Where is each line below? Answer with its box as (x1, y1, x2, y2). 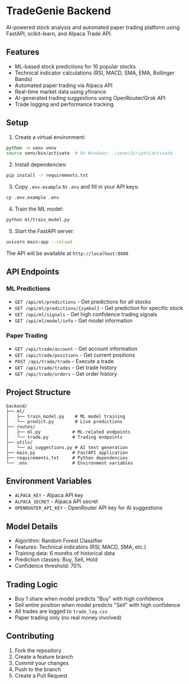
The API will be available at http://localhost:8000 (6, 250, 129, 257)
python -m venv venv (6, 145, 57, 151)
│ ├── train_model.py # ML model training (6, 413, 126, 420)
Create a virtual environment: (14, 133, 86, 140)
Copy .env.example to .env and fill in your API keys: (14, 183, 139, 191)
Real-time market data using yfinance (14, 88, 106, 95)
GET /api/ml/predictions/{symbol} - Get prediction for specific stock (14, 304, 183, 311)
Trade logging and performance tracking (14, 101, 114, 108)
